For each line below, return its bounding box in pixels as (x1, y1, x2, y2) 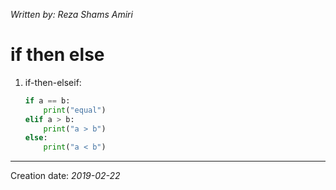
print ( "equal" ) (43, 105, 107, 115)
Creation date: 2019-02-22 (10, 170, 121, 182)
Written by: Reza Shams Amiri (10, 9, 133, 20)
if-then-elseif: (24, 76, 82, 88)
